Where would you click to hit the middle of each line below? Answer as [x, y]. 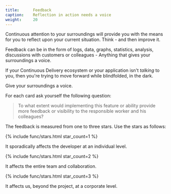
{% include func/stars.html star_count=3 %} [52, 176]
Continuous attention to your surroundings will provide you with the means [84, 34]
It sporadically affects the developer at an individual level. [66, 146]
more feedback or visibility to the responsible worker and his [82, 111]
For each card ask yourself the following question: [58, 96]
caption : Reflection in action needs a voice [58, 15]
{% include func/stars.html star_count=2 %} [52, 157]
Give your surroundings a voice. [39, 86]
